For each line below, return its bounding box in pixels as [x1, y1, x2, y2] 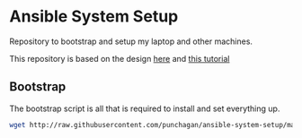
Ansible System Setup [9, 6, 179, 27]
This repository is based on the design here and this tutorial [9, 53, 230, 64]
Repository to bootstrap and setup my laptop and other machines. [9, 36, 253, 47]
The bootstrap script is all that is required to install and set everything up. [9, 103, 280, 114]
